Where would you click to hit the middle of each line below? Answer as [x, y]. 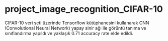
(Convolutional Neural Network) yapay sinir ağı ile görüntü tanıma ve [75, 28]
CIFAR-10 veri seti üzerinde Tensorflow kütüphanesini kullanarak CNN [77, 23]
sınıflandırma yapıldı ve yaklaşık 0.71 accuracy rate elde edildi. [69, 33]
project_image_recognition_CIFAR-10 [84, 9]
